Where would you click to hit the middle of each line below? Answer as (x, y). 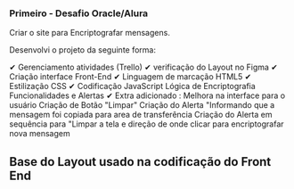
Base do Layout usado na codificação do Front (140, 162)
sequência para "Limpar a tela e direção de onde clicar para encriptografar (147, 124)
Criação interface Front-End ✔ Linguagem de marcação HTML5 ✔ (131, 77)
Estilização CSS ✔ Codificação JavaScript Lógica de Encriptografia (132, 86)
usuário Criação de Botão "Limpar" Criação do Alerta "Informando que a (142, 105)
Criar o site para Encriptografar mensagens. (90, 33)
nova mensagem (40, 134)
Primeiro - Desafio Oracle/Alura (79, 13)
